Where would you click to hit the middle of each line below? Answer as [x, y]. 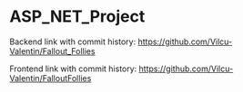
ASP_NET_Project [77, 17]
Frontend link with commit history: [73, 69]
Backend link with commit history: [73, 41]
